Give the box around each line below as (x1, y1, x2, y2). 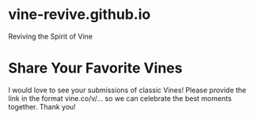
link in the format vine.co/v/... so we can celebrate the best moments (8, 93, 232, 103)
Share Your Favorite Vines (8, 59, 183, 77)
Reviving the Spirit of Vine (8, 32, 93, 41)
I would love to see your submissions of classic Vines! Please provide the (8, 85, 247, 95)
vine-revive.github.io (8, 6, 151, 24)
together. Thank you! (8, 102, 77, 111)
